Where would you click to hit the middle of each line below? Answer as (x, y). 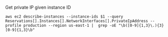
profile (13, 25)
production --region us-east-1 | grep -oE (70, 25)
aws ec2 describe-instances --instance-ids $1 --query (64, 17)
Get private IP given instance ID (38, 7)
